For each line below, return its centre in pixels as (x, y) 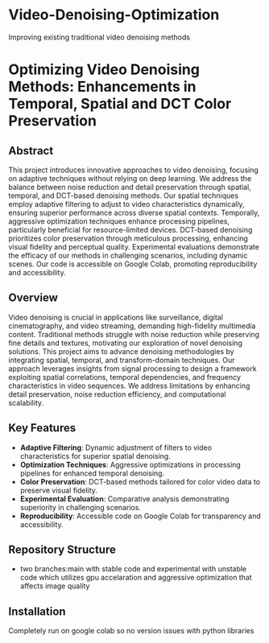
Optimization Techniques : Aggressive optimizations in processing (130, 464)
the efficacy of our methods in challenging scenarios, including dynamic (128, 255)
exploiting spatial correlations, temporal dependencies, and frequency (125, 377)
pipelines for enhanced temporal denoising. (92, 473)
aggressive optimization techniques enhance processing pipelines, (119, 221)
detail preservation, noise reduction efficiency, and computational (117, 394)
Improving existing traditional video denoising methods (99, 37)
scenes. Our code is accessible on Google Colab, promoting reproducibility (133, 264)
